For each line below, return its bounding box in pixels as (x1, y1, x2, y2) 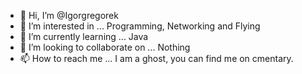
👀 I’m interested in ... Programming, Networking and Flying (19, 20, 261, 32)
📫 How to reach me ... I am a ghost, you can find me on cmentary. (19, 53, 294, 64)
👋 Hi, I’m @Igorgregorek (19, 10, 119, 21)
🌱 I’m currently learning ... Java (19, 31, 149, 42)
